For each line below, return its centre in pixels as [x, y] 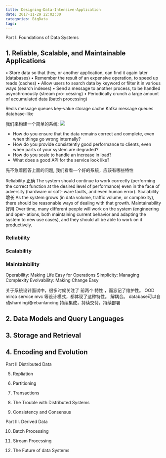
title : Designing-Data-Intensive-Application [53, 10]
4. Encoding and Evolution [47, 352]
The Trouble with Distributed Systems [51, 402]
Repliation [23, 374]
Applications [26, 61]
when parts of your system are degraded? [56, 150]
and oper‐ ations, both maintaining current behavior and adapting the [76, 214]
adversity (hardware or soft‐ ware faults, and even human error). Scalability [82, 192]
